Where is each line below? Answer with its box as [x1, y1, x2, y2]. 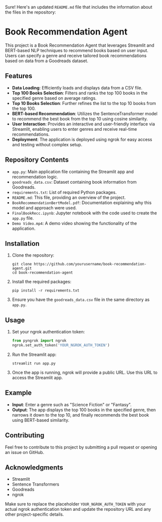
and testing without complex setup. [12, 141, 83, 147]
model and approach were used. [12, 205, 77, 210]
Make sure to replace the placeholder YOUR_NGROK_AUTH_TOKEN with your [5, 501, 146, 507]
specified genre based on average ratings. [12, 95, 97, 101]
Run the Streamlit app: [12, 351, 57, 357]
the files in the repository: [5, 9, 57, 15]
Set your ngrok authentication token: [12, 329, 85, 335]
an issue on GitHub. [5, 449, 44, 455]
